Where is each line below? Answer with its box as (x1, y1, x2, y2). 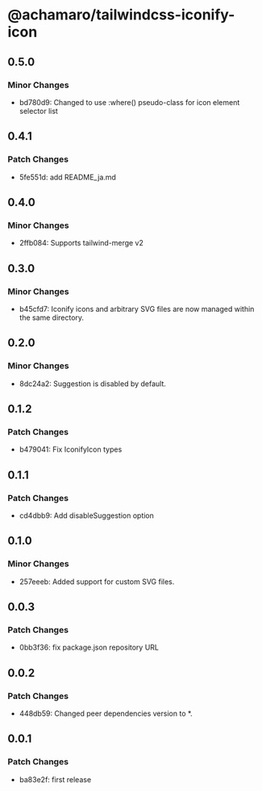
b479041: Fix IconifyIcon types (19, 444, 123, 454)
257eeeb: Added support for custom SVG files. (19, 576, 175, 587)
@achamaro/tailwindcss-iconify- (7, 6, 235, 24)
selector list (19, 106, 58, 116)
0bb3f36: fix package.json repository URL (19, 642, 159, 652)
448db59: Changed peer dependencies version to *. (19, 709, 193, 718)
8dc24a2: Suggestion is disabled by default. (19, 378, 167, 389)
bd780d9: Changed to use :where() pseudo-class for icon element (19, 97, 240, 107)
